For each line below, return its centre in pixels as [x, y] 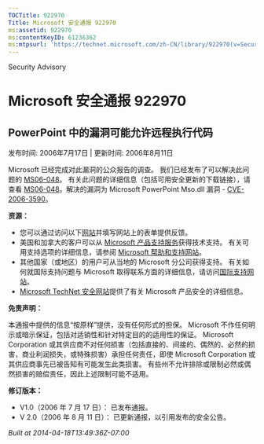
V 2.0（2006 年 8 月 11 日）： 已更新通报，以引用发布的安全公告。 [125, 417]
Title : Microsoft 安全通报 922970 [62, 23]
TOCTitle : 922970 [37, 15]
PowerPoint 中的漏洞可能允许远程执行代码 [111, 132]
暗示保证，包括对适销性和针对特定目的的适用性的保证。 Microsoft [128, 335]
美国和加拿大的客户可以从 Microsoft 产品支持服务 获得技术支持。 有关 [131, 242]
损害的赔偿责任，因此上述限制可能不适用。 [84, 374]
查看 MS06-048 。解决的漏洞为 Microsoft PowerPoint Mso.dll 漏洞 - [117, 189]
